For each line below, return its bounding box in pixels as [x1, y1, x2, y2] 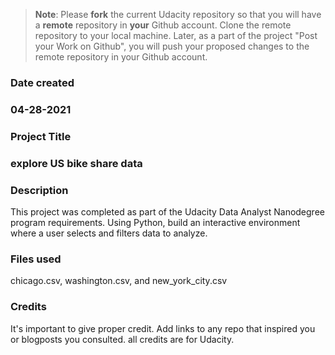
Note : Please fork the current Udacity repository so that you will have [34, 9, 322, 20]
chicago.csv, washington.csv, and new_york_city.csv [10, 275, 228, 287]
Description [10, 183, 69, 197]
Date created [10, 75, 75, 89]
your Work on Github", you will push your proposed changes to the [34, 40, 310, 52]
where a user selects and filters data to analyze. [10, 227, 208, 239]
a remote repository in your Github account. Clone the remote [34, 19, 292, 31]
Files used [10, 252, 62, 266]
